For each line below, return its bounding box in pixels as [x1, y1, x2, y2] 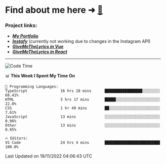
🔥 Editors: [5, 136, 28, 141]
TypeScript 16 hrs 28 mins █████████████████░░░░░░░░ [5, 89, 161, 94]
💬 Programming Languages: [5, 84, 58, 89]
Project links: [5, 22, 38, 29]
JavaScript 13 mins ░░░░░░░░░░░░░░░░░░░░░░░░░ [5, 114, 161, 120]
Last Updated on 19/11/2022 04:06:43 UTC [5, 153, 92, 159]
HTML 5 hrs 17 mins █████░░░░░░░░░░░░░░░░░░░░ [5, 97, 161, 102]
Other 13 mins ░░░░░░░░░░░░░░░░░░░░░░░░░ [5, 123, 161, 128]
